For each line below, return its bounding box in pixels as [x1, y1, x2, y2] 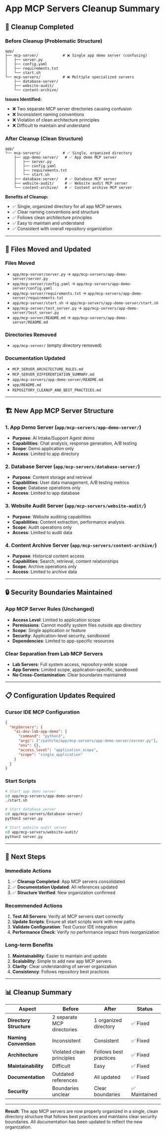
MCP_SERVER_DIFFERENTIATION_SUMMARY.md [12, 372, 95, 377]
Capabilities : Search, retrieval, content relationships [12, 558, 119, 564]
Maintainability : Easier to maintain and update [12, 953, 107, 959]
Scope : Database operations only [12, 485, 81, 491]
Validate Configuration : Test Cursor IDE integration [12, 924, 118, 930]
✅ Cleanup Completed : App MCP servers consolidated [12, 879, 125, 884]
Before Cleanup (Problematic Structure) [5, 38, 103, 44]
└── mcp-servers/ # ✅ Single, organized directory [5, 151, 132, 156]
